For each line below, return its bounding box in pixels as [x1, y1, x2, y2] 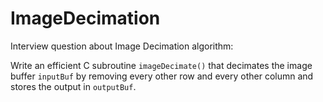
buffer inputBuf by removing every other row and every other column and [10, 70, 314, 82]
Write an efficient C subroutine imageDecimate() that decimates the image [10, 59, 313, 71]
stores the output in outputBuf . [10, 80, 137, 92]
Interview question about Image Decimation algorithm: [10, 40, 234, 52]
